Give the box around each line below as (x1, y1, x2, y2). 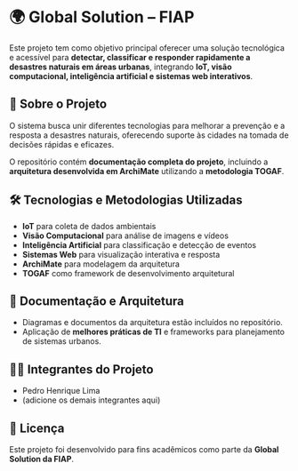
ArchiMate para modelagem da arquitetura (21, 259, 181, 269)
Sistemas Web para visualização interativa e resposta (21, 249, 221, 259)
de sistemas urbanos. (21, 336, 102, 347)
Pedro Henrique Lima (21, 386, 101, 396)
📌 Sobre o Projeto (9, 97, 108, 112)
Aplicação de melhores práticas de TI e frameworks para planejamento (21, 326, 285, 338)
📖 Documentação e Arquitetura (9, 293, 184, 308)
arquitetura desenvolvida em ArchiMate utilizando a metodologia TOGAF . (9, 165, 285, 176)
